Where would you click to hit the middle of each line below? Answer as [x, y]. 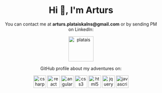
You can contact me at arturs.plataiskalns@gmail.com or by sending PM [81, 24]
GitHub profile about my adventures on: [81, 68]
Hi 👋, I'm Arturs [81, 10]
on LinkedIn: [81, 29]
